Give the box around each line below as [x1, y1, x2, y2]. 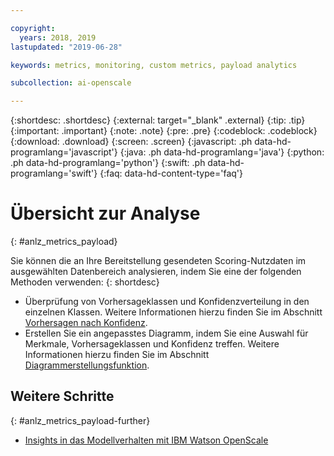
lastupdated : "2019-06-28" [10, 42, 123, 52]
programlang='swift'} [10, 167, 98, 180]
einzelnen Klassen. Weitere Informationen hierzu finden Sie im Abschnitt [24, 306, 323, 318]
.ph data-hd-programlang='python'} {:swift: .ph [10, 157, 206, 169]
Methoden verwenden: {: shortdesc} [10, 276, 160, 288]
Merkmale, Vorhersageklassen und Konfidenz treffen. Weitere [24, 338, 280, 350]
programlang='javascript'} [10, 146, 118, 158]
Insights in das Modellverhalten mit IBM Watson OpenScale [24, 434, 269, 446]
